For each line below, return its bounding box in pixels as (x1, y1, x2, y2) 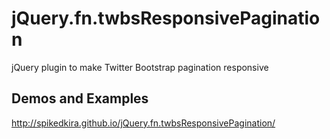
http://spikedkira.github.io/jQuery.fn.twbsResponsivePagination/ (11, 117, 276, 129)
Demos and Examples (11, 90, 149, 107)
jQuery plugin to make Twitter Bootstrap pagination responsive (11, 61, 269, 73)
